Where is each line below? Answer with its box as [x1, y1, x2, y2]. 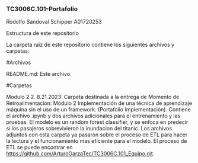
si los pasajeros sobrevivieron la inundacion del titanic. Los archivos [6, 125, 173, 132]
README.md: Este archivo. [6, 71, 72, 78]
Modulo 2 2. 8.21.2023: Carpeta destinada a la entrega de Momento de [6, 94, 180, 101]
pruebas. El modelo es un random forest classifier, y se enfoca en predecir [6, 119, 189, 126]
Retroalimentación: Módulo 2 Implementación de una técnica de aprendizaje [6, 100, 193, 107]
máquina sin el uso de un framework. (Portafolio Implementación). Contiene [6, 106, 191, 113]
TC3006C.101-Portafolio [6, 5, 78, 13]
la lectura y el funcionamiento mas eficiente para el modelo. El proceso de [6, 138, 187, 145]
